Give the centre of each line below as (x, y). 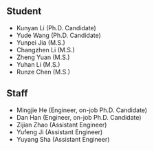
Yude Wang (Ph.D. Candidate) (58, 35)
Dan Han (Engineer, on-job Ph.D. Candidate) (79, 117)
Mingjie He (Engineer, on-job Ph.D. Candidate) (82, 110)
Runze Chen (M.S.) (43, 72)
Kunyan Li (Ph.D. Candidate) (56, 28)
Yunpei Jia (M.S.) (41, 42)
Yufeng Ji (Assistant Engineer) (59, 132)
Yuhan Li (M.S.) (38, 64)
